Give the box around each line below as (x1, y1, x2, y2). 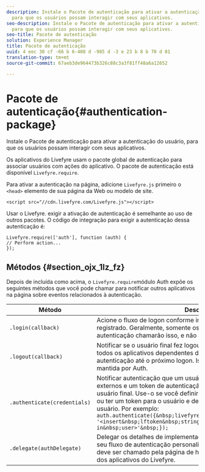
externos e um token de (96, 382, 165, 390)
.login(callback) (9, 324, 60, 332)
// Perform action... (6, 240, 62, 246)
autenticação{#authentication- (6, 104, 168, 118)
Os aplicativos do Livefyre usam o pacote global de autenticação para (6, 156, 182, 164)
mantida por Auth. (96, 364, 148, 372)
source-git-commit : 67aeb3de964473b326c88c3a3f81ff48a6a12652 (6, 60, 168, 66)
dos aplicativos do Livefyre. (96, 456, 176, 464)
